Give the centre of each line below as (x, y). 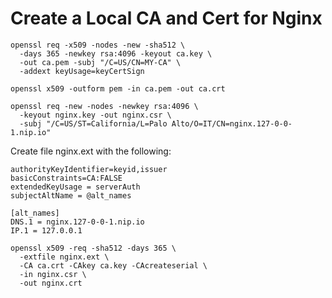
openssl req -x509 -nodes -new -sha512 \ (98, 45)
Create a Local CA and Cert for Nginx (166, 18)
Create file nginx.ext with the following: (91, 151)
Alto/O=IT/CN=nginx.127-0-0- (232, 123)
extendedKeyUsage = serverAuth (75, 187)
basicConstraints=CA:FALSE (66, 178)
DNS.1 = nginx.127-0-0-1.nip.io (77, 222)
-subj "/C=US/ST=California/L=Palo (93, 123)
